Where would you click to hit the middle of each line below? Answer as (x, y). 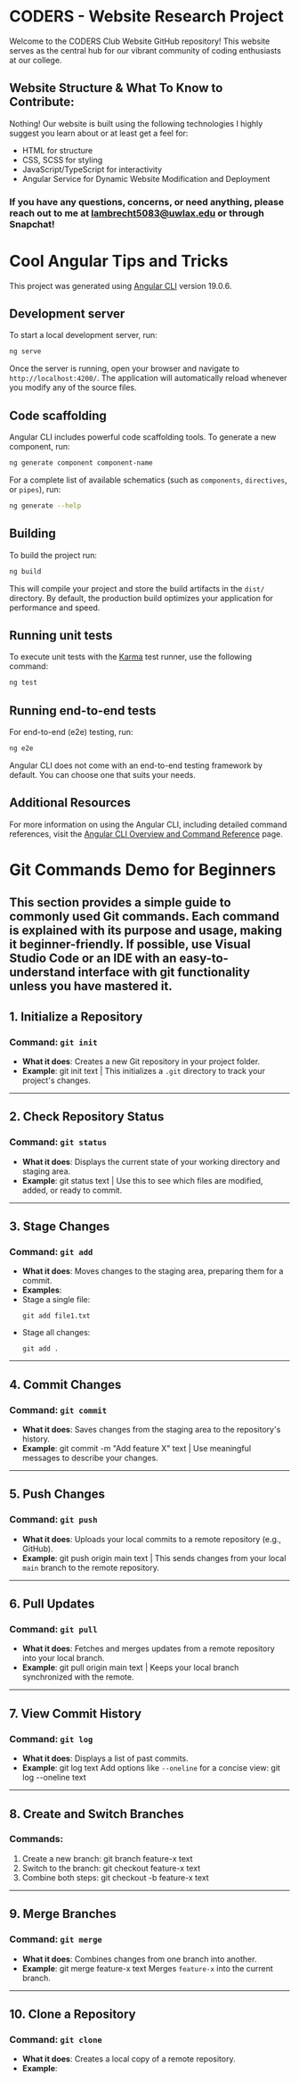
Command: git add (51, 1252)
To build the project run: (53, 555)
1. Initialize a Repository (76, 1016)
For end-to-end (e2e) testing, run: (71, 732)
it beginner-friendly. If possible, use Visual (130, 944)
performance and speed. (55, 607)
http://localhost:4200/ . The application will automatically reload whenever (148, 378)
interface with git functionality (164, 973)
